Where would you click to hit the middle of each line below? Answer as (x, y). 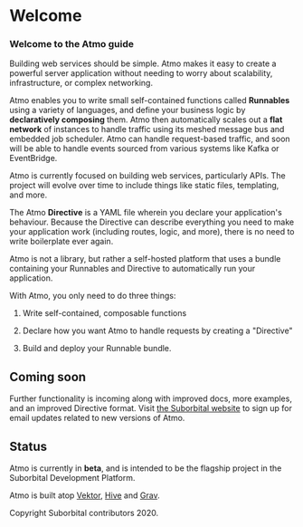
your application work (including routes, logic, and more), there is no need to (152, 232)
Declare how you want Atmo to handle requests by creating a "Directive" (157, 331)
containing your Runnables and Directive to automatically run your (133, 269)
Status (28, 446)
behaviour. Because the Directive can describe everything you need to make (152, 222)
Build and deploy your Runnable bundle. (97, 349)
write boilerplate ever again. (62, 242)
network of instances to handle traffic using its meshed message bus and (147, 129)
